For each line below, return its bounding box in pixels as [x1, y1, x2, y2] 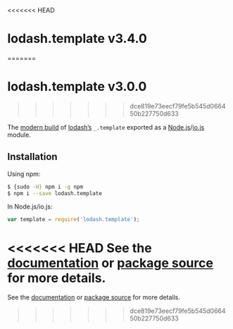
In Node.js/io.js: [7, 202, 53, 211]
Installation [7, 151, 58, 163]
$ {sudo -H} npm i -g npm [7, 183, 83, 190]
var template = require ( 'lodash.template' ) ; [7, 216, 140, 223]
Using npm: [7, 169, 41, 178]
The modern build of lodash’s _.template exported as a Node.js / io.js [7, 123, 205, 131]
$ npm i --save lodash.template [7, 190, 102, 197]
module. [7, 130, 32, 139]
